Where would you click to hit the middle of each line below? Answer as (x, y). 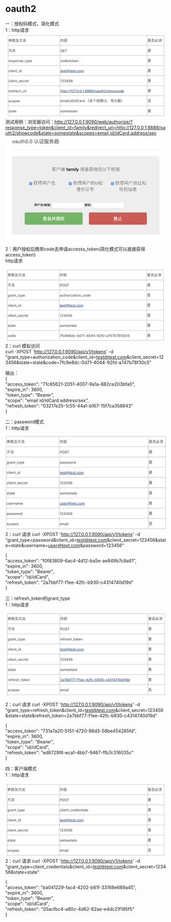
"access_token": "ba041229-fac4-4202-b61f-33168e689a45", (71, 887)
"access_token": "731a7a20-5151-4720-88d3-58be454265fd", (71, 731)
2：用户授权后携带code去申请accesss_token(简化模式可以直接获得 (75, 249)
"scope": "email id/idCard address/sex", (47, 400)
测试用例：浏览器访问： (30, 122)
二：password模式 (25, 422)
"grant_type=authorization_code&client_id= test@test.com (66, 357)
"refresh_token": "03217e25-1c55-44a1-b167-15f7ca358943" (69, 405)
